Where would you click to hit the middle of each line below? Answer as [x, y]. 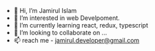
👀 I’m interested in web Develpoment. [67, 18]
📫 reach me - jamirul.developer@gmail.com [76, 40]
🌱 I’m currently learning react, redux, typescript [81, 25]
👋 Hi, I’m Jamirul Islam [45, 11]
